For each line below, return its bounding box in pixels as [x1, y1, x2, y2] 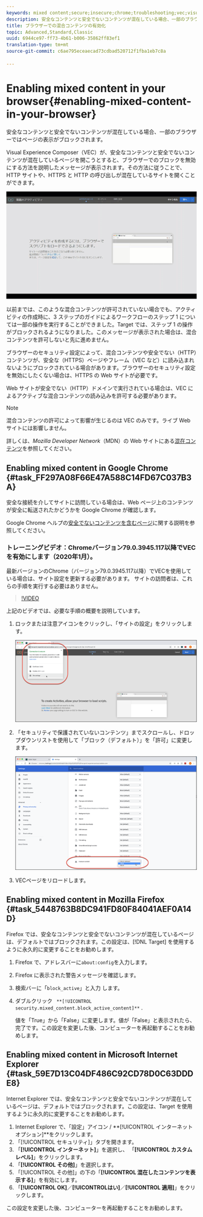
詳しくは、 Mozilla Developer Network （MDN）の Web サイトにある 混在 [6, 437, 185, 445]
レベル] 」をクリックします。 [14, 1153, 86, 1161]
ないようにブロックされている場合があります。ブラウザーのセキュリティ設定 [6, 364, 196, 371]
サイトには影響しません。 [6, 425, 70, 432]
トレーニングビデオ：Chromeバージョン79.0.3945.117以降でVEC [6, 543, 196, 551]
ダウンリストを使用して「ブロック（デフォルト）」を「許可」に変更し [20, 737, 193, 744]
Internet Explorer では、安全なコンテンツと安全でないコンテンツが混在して [6, 1095, 192, 1102]
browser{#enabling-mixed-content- [6, 94, 192, 108]
